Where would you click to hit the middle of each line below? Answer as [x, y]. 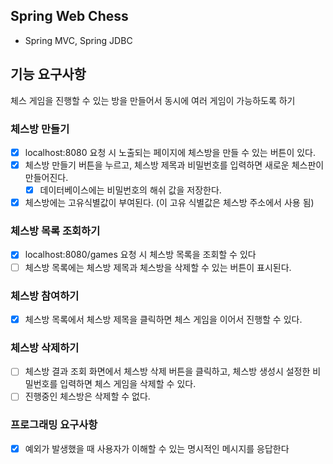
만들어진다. [46, 178]
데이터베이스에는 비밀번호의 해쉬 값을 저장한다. [130, 190]
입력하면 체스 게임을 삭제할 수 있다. [128, 384]
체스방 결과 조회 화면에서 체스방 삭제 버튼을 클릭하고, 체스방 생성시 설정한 [167, 371]
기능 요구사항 [48, 74]
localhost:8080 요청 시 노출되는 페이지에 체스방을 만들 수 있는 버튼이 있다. [170, 152]
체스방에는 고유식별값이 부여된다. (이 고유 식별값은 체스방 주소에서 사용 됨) [169, 203]
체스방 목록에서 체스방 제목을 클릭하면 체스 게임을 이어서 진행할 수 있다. [163, 319]
